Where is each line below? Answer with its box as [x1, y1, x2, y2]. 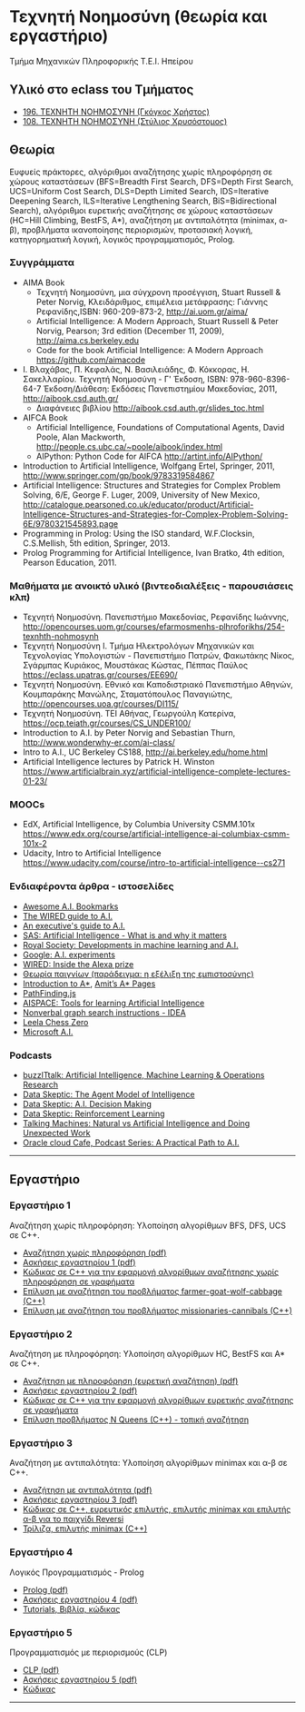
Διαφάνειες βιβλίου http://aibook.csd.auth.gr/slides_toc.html [35, 402, 265, 413]
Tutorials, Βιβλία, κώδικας [22, 1603, 121, 1614]
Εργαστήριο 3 [9, 1437, 73, 1450]
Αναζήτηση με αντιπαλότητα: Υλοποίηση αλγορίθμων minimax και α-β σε [9, 1458, 288, 1469]
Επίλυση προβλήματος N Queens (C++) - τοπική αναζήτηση [22, 1414, 250, 1425]
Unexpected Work [22, 1128, 91, 1139]
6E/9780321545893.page [22, 518, 119, 529]
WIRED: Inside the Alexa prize [22, 958, 134, 969]
